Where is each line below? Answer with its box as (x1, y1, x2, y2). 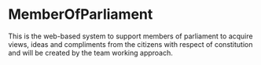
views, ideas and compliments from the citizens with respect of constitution (8, 39, 253, 49)
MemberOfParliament (8, 5, 153, 23)
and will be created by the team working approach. (8, 48, 173, 57)
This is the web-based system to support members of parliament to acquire (8, 31, 253, 41)
